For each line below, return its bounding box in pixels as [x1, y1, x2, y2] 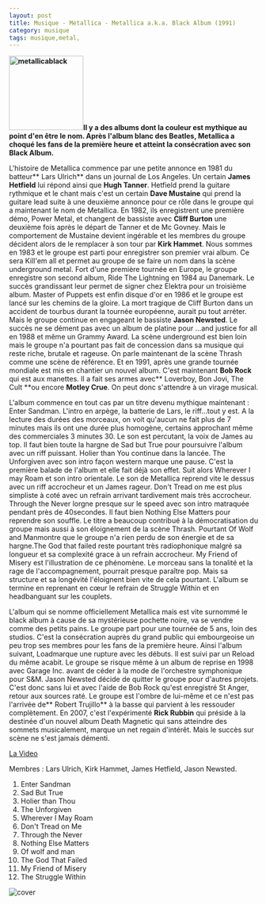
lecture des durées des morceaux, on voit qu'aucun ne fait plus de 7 [9, 415, 232, 424]
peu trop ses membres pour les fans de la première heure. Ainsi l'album [9, 641, 242, 650]
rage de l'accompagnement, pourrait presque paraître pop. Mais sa [9, 566, 229, 576]
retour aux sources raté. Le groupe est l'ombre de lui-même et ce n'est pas [9, 691, 254, 701]
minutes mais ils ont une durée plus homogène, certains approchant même [9, 423, 253, 433]
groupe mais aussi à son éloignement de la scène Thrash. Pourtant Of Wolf [9, 524, 254, 534]
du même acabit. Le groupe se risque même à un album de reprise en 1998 [9, 657, 254, 667]
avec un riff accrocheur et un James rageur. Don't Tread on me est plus [9, 482, 243, 492]
